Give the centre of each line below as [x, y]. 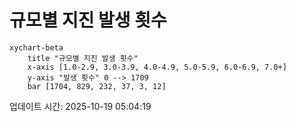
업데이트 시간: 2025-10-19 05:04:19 [80, 106]
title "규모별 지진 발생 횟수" [83, 58]
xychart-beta [36, 47]
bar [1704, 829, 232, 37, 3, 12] [97, 86]
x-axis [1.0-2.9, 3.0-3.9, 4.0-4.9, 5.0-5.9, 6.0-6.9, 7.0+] [157, 67]
